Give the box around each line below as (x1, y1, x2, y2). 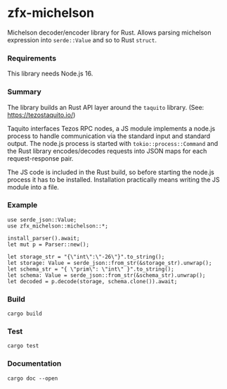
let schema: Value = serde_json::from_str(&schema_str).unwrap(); (7, 271, 206, 279)
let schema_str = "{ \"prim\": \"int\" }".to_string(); (7, 266, 174, 273)
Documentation (7, 359, 62, 369)
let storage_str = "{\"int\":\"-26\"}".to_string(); (7, 253, 165, 260)
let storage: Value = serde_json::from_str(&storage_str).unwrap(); (7, 259, 212, 266)
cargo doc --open (7, 375, 58, 382)
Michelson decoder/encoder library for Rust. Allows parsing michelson (7, 28, 212, 37)
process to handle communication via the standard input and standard (7, 132, 211, 140)
